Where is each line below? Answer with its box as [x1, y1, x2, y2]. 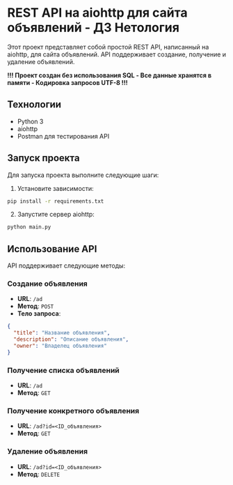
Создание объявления [7, 279, 88, 288]
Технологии [7, 99, 61, 111]
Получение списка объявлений [7, 365, 120, 375]
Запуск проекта [7, 152, 80, 164]
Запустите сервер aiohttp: [17, 210, 95, 219]
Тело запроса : [17, 309, 61, 318]
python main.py [7, 224, 51, 231]
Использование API [7, 243, 97, 255]
